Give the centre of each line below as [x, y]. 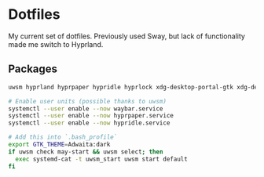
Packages [33, 69]
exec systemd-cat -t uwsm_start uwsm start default [102, 159]
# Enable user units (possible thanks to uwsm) [88, 101]
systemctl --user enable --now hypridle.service [89, 123]
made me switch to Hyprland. [56, 44]
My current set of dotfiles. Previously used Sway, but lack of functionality [127, 36]
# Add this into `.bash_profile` [63, 137]
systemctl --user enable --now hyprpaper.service [91, 116]
